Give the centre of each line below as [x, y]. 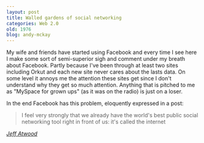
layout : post [23, 12]
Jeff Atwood [22, 134]
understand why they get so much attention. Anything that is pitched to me [101, 85]
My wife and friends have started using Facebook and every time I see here [102, 52]
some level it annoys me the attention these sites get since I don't [89, 79]
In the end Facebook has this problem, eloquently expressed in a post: [95, 103]
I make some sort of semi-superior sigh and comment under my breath [96, 59]
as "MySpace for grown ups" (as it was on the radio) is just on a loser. [94, 91]
